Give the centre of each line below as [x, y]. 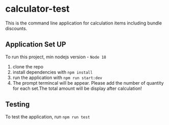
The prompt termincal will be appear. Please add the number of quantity [88, 83]
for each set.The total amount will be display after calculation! [77, 88]
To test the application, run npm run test [48, 117]
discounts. [16, 28]
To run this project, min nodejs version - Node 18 [56, 57]
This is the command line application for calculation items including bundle [83, 23]
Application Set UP [36, 45]
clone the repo [28, 66]
